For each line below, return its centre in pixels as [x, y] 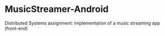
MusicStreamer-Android [57, 9]
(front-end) [16, 28]
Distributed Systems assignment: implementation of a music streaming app [82, 23]
